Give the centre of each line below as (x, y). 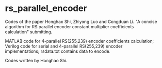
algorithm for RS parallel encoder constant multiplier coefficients (70, 26)
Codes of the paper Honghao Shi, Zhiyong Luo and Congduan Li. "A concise (81, 22)
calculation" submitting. (29, 32)
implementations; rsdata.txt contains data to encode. (58, 51)
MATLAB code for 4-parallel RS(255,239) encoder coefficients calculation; (80, 41)
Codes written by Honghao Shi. (36, 60)
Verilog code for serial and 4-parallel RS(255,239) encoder (64, 46)
